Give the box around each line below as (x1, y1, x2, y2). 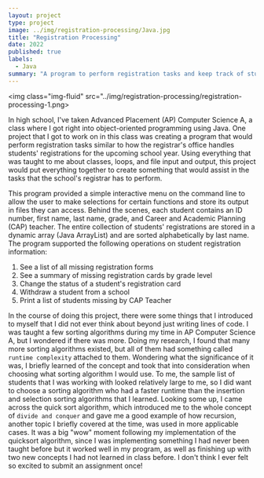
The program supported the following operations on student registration (8, 239, 241, 248)
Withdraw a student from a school (19, 287, 130, 297)
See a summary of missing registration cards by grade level (19, 270, 213, 279)
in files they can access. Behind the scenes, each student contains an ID (8, 205, 243, 214)
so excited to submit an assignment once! (8, 461, 143, 470)
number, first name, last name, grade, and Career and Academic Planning (8, 213, 246, 223)
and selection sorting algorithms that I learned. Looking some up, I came (8, 394, 243, 403)
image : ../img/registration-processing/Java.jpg (8, 26, 170, 34)
